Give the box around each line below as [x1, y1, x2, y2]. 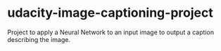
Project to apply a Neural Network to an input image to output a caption [7, 28, 215, 36]
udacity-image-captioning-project [7, 5, 213, 21]
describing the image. [7, 35, 70, 43]
